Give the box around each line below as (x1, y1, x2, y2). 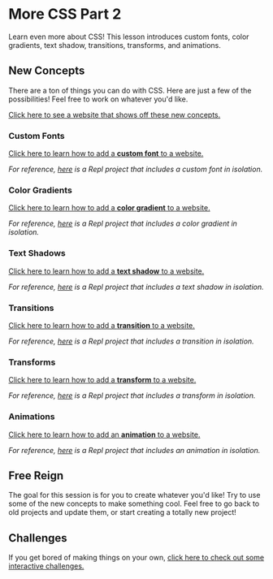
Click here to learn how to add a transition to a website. (8, 320, 195, 330)
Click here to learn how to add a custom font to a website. (8, 149, 204, 158)
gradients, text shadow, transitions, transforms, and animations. (8, 40, 222, 50)
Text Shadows (8, 248, 67, 259)
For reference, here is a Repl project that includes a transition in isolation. (8, 336, 254, 346)
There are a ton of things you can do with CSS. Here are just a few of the (8, 85, 252, 95)
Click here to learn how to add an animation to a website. (8, 430, 201, 439)
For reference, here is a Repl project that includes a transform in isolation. (8, 391, 256, 400)
